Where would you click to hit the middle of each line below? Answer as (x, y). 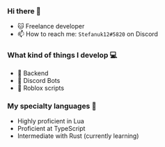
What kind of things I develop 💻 (62, 55)
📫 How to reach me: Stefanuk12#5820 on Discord (88, 34)
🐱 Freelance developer (51, 26)
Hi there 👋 (24, 11)
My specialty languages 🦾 (52, 106)
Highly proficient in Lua (51, 121)
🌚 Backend (33, 73)
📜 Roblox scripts (41, 88)
